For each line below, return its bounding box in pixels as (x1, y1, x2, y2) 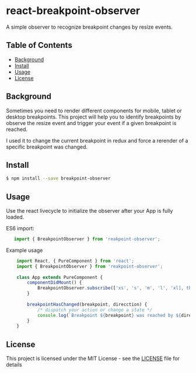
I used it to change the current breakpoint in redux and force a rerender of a (6, 137, 188, 144)
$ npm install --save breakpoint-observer (6, 175, 111, 182)
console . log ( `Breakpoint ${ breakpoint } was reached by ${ (37, 312, 181, 318)
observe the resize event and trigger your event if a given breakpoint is (6, 119, 177, 126)
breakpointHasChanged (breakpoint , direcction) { (27, 301, 148, 308)
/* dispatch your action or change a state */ (37, 307, 153, 313)
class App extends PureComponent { (16, 274, 103, 280)
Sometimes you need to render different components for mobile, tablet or (6, 107, 182, 114)
